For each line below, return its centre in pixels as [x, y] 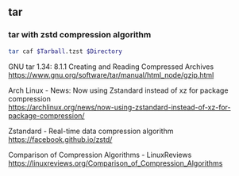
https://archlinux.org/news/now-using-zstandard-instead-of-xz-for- [119, 107]
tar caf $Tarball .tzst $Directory [66, 51]
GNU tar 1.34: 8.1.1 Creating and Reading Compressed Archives [111, 67]
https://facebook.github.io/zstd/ [60, 139]
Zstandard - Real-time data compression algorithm [91, 131]
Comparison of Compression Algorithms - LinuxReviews [100, 155]
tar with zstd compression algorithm [80, 35]
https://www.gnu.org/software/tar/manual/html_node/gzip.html [111, 75]
